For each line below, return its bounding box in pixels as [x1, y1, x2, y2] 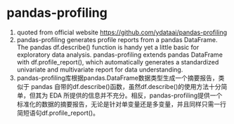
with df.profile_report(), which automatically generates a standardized [16, 57, 219, 66]
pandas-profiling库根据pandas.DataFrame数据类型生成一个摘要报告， [16, 74, 219, 82]
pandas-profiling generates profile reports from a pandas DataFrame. [16, 35, 218, 43]
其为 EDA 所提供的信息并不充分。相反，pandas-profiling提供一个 [35, 91, 223, 99]
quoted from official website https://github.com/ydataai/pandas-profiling [16, 28, 228, 36]
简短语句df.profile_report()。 [16, 109, 100, 117]
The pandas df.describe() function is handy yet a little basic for [16, 43, 200, 51]
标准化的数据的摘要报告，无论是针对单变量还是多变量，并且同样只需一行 [16, 99, 226, 108]
